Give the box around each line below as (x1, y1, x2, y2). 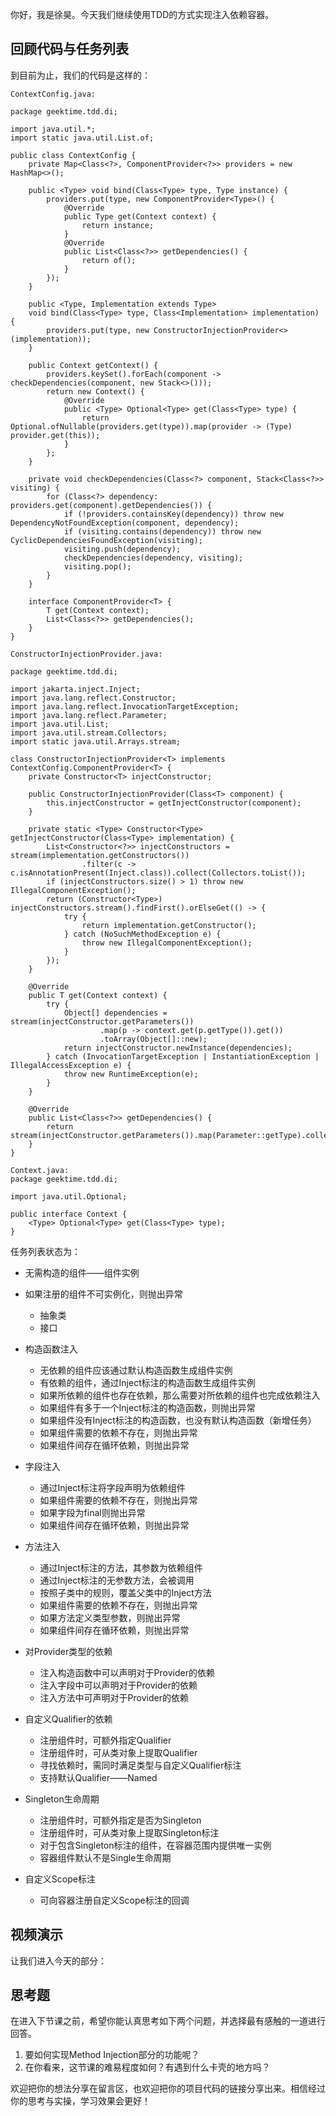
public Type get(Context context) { (63, 211, 217, 222)
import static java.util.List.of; (10, 133, 155, 143)
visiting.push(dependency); (63, 544, 182, 554)
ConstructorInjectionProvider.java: (10, 649, 163, 659)
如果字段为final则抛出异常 (39, 1506, 146, 1518)
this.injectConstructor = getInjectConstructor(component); (46, 798, 302, 808)
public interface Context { (10, 1209, 128, 1219)
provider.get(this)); (10, 430, 101, 440)
